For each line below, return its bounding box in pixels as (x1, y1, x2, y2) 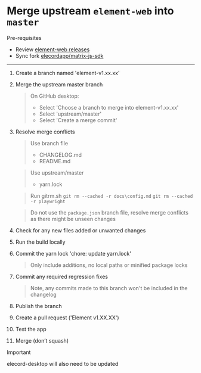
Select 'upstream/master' (39, 110, 102, 117)
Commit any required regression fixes (15, 273, 108, 280)
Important (7, 349, 31, 356)
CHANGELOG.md (39, 151, 82, 158)
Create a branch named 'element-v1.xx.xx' (15, 69, 120, 76)
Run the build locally (15, 238, 66, 245)
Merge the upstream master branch (15, 80, 103, 88)
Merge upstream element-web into (7, 4, 175, 18)
